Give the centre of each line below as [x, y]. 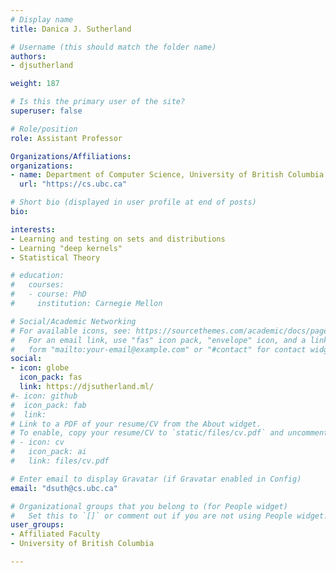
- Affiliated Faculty [55, 534]
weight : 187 [35, 84]
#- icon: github [44, 396]
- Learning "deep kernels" [66, 248]
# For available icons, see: [71, 331]
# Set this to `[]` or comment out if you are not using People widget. [169, 516]
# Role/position [44, 129]
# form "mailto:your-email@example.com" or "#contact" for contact [158, 349]
